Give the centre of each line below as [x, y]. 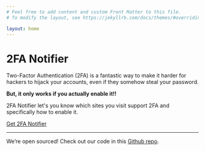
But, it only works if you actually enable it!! [62, 94]
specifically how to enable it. [42, 112]
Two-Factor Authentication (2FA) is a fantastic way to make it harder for [96, 75]
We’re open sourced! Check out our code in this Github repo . [83, 141]
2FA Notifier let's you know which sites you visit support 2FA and [88, 106]
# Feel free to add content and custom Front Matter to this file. [94, 12]
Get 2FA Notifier [27, 124]
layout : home [23, 29]
